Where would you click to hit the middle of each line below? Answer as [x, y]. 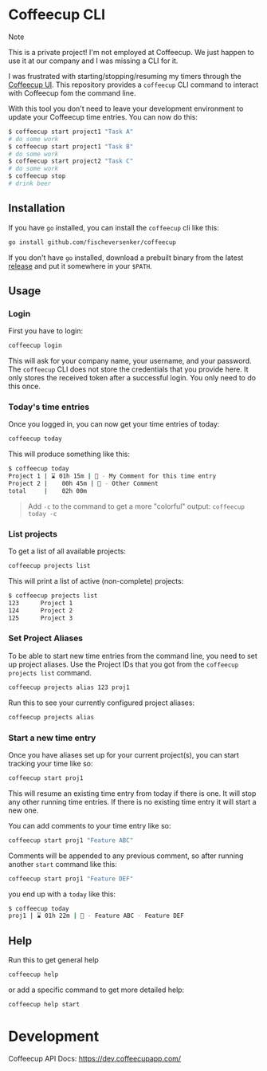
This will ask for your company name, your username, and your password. [130, 361]
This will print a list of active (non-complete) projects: [96, 581]
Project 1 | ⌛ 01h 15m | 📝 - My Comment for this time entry [112, 476]
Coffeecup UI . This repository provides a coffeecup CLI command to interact [133, 85]
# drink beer [30, 184]
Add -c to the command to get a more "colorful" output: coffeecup [136, 506]
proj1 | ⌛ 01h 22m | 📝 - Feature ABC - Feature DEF [96, 916]
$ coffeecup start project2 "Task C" [71, 161]
